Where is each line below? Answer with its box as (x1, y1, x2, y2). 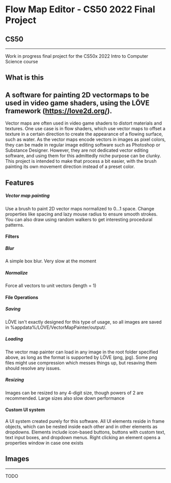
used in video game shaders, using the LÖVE (5, 99, 150, 107)
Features (5, 178, 34, 187)
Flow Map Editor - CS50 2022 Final (5, 4, 155, 15)
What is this (5, 73, 44, 82)
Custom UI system (5, 407, 45, 413)
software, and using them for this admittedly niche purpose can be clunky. (5, 153, 161, 159)
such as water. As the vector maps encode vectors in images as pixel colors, (5, 136, 166, 142)
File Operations (5, 294, 39, 300)
